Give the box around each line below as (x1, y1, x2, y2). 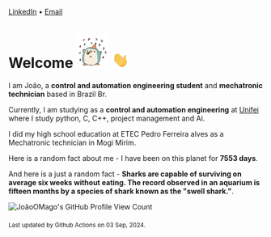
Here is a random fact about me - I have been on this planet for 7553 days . (8, 153, 259, 163)
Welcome (8, 54, 74, 72)
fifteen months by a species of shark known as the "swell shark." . (8, 186, 235, 196)
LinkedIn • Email (8, 7, 63, 16)
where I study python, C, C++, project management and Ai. (8, 113, 205, 123)
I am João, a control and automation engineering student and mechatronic (8, 80, 263, 90)
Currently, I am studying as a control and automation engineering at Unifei (8, 104, 259, 114)
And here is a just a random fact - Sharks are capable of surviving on (8, 169, 242, 179)
